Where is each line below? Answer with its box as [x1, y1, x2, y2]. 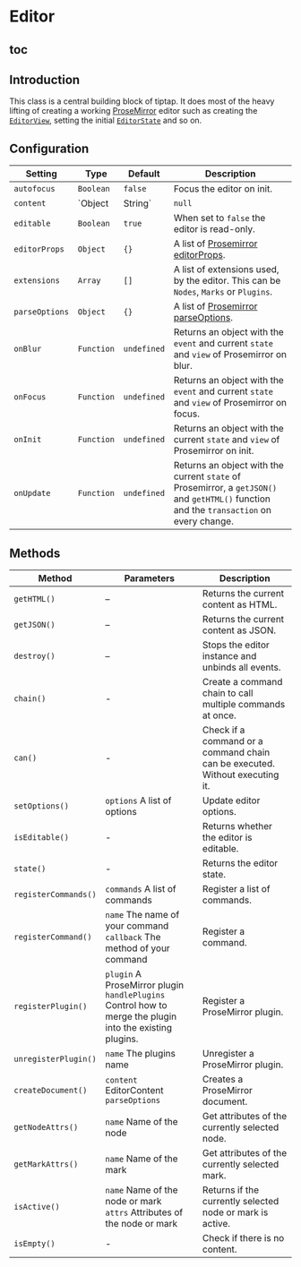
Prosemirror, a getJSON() [173, 482, 278, 494]
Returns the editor [202, 857, 279, 869]
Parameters [124, 572, 176, 585]
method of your [105, 942, 170, 955]
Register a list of [202, 883, 271, 895]
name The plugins [105, 1048, 176, 1060]
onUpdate [13, 488, 51, 499]
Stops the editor [202, 638, 271, 651]
